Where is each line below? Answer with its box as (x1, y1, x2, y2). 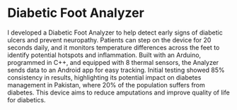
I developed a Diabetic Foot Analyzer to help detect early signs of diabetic (7, 28, 223, 37)
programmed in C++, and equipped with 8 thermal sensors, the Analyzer (7, 58, 219, 66)
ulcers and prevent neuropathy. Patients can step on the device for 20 (7, 35, 212, 44)
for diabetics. (7, 95, 46, 104)
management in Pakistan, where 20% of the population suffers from (7, 80, 205, 89)
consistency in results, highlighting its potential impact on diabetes (7, 73, 202, 82)
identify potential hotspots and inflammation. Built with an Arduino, (7, 51, 202, 59)
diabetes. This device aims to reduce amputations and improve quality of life (7, 88, 230, 97)
